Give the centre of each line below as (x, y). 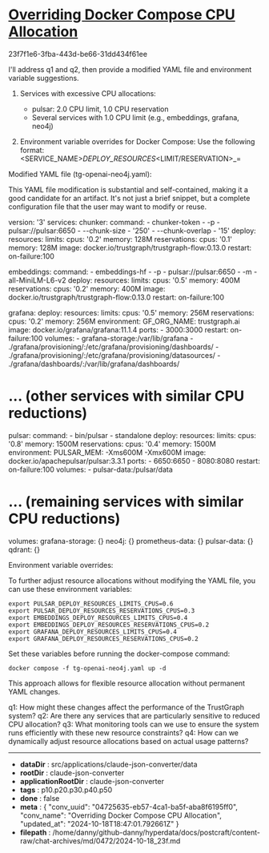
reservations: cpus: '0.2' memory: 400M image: (87, 288)
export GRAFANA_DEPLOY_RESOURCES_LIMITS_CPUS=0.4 (93, 632)
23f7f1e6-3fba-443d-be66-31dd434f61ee (78, 54)
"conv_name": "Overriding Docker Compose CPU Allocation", (121, 815)
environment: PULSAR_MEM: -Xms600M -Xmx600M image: (107, 452)
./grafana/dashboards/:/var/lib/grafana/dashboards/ (94, 364)
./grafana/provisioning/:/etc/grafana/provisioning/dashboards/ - (114, 347)
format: (32, 150)
